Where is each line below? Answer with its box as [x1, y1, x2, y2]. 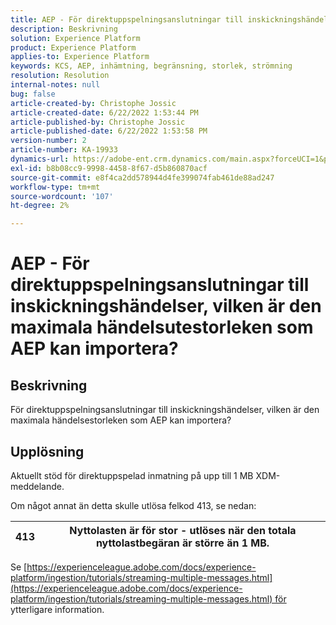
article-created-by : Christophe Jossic [10, 98, 177, 108]
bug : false [10, 89, 56, 99]
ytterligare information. [10, 603, 105, 615]
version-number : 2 [10, 136, 87, 146]
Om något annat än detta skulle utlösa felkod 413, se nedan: [10, 499, 257, 511]
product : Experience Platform [10, 42, 137, 53]
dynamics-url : [10, 154, 70, 164]
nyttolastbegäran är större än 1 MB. [95, 536, 270, 550]
